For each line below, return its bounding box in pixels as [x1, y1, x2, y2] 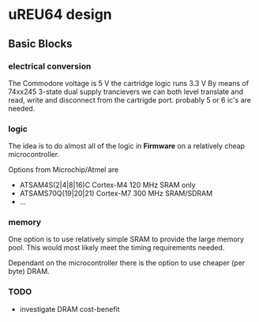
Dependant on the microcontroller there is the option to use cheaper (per [8, 258, 246, 268]
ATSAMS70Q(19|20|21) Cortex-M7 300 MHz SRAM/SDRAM [19, 189, 213, 198]
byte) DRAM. [8, 267, 50, 276]
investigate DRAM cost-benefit [19, 304, 120, 313]
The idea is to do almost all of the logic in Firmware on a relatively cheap [8, 141, 246, 151]
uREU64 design [8, 6, 112, 24]
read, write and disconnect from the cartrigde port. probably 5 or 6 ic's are [8, 95, 251, 104]
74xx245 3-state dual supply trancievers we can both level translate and [8, 87, 243, 96]
